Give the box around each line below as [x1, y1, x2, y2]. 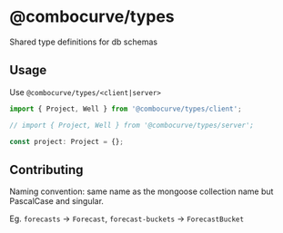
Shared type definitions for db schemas [9, 36, 157, 47]
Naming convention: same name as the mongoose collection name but [9, 186, 274, 197]
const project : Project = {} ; [9, 137, 125, 146]
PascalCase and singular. [9, 196, 105, 207]
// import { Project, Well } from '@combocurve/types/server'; [9, 121, 255, 130]
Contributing [9, 161, 84, 178]
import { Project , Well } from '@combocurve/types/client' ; [9, 104, 243, 113]
